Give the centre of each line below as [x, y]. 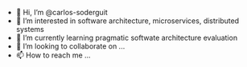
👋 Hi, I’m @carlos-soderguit [62, 12]
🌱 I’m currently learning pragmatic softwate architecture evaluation [127, 37]
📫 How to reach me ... [53, 55]
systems [30, 29]
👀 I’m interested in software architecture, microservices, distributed [128, 21]
